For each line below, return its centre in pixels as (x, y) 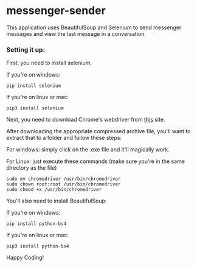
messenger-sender (56, 11)
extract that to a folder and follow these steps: (64, 138)
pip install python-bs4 (36, 224)
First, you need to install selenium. (49, 63)
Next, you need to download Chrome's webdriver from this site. (86, 120)
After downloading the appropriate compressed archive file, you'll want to (98, 131)
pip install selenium (34, 86)
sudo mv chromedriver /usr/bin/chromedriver (64, 179)
